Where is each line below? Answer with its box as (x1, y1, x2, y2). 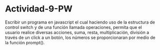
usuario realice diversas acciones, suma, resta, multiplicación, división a (5, 29, 149, 35)
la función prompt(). (5, 39, 45, 45)
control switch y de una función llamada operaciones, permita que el (5, 24, 142, 30)
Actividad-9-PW (5, 3, 73, 14)
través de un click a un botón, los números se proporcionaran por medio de (5, 35, 156, 40)
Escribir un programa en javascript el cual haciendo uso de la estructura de (5, 19, 155, 25)
